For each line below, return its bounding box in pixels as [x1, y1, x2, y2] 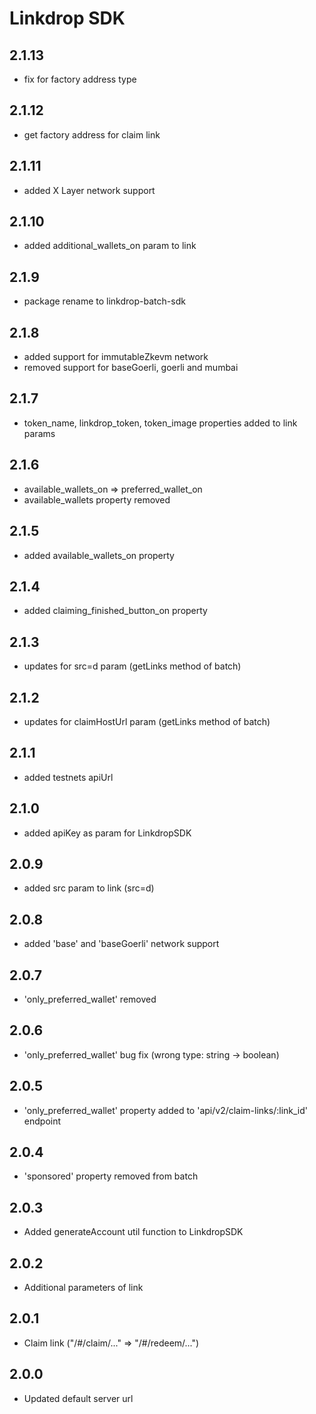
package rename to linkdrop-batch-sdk [23, 295, 186, 307]
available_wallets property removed [23, 493, 171, 506]
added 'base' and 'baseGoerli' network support [23, 938, 220, 950]
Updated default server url [23, 1392, 134, 1404]
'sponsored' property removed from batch [23, 1170, 199, 1182]
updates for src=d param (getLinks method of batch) [23, 660, 242, 672]
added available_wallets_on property [23, 549, 175, 561]
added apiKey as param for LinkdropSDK [23, 827, 192, 839]
